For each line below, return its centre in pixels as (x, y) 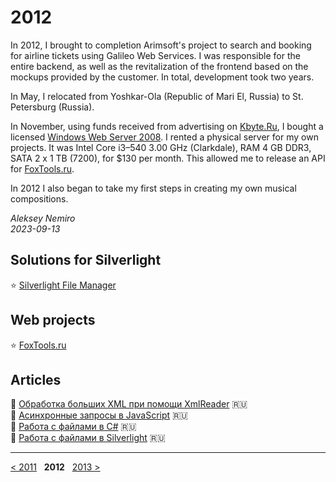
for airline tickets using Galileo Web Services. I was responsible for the (155, 55)
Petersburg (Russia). (52, 107)
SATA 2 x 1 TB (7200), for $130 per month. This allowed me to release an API (168, 158)
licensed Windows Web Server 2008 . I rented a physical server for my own (164, 137)
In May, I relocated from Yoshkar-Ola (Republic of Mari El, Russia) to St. (157, 96)
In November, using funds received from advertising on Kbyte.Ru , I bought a (167, 126)
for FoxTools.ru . (42, 168)
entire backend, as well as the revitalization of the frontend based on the (159, 66)
